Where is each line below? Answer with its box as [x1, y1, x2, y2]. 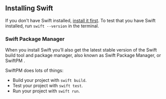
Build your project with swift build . [12, 77, 87, 83]
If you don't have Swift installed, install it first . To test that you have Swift [5, 17, 156, 23]
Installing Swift [5, 4, 53, 13]
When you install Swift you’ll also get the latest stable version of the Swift [5, 47, 157, 53]
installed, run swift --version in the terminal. [5, 23, 100, 29]
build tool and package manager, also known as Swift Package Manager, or [5, 53, 161, 59]
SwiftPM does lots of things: [5, 68, 64, 74]
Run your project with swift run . [12, 88, 80, 94]
